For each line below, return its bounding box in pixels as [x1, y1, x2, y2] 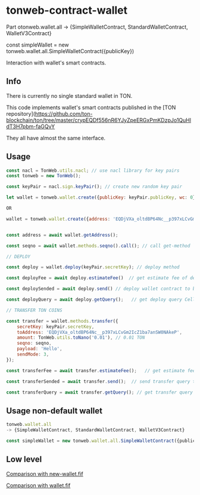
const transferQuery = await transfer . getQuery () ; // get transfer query [6, 389, 193, 395]
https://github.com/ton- [35, 110, 93, 117]
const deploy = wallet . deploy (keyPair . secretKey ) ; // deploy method [6, 264, 180, 270]
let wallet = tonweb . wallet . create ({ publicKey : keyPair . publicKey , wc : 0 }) [6, 194, 198, 200]
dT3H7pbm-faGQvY [6, 123, 55, 130]
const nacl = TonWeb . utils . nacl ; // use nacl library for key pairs [6, 168, 180, 174]
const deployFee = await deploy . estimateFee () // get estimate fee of [6, 275, 187, 281]
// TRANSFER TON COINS [6, 307, 62, 313]
